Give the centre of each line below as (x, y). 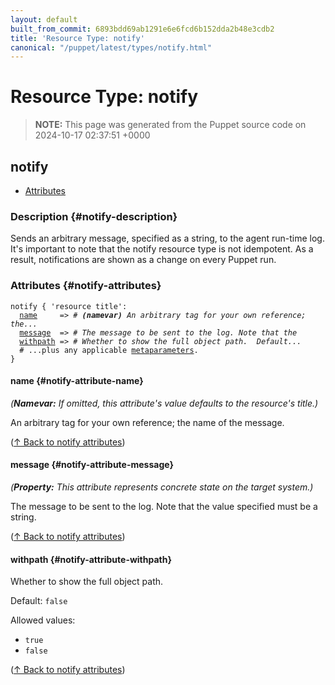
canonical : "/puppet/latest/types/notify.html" (111, 47)
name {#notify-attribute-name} (77, 381)
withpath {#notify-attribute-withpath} (91, 559)
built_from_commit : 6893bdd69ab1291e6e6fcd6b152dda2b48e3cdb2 (142, 29)
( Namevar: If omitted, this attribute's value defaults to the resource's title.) (164, 403)
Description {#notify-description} (94, 216)
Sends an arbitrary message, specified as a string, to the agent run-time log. (167, 238)
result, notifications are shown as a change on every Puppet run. (143, 260)
